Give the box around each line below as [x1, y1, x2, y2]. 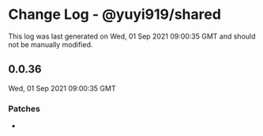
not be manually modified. [8, 39, 93, 49]
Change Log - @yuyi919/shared [8, 6, 221, 24]
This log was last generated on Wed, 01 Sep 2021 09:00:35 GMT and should [8, 31, 256, 41]
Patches [8, 103, 41, 114]
